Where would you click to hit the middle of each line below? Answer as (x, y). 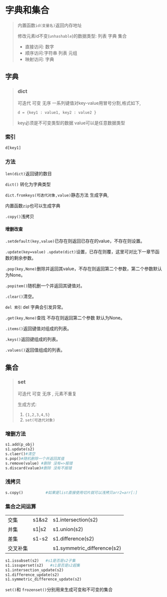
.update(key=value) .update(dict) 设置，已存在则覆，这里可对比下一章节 (80, 252)
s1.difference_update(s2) (32, 575)
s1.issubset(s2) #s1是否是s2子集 (41, 560)
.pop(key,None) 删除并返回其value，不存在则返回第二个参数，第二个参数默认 (83, 269)
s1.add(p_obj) (20, 445)
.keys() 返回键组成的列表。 (33, 339)
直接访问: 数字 (39, 46)
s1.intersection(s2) (75, 519)
